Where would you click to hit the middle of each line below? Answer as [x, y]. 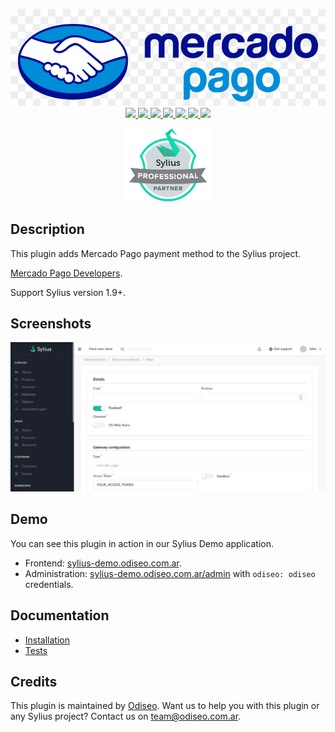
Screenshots [51, 323]
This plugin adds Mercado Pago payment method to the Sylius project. [156, 253]
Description [47, 229]
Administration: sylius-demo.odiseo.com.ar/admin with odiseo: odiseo [170, 573]
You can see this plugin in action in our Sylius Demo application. [142, 543]
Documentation [60, 615]
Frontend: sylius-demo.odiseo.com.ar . [103, 563]
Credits [34, 682]
